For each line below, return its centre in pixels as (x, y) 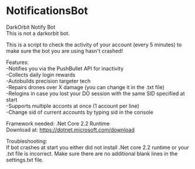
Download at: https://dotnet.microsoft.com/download (70, 130)
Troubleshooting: (27, 141)
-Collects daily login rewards (41, 75)
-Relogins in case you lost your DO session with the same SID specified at (95, 93)
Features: (18, 62)
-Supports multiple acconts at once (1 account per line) (73, 106)
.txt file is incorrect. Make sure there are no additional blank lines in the (92, 153)
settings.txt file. (25, 160)
